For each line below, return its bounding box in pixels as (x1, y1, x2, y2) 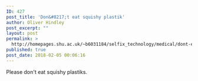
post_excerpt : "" (6, 25, 49, 31)
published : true (6, 47, 46, 53)
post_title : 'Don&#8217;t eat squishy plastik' (6, 14, 126, 20)
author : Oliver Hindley (6, 19, 65, 25)
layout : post (6, 31, 38, 36)
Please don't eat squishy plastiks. (6, 68, 87, 75)
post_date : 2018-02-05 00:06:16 (6, 52, 85, 58)
